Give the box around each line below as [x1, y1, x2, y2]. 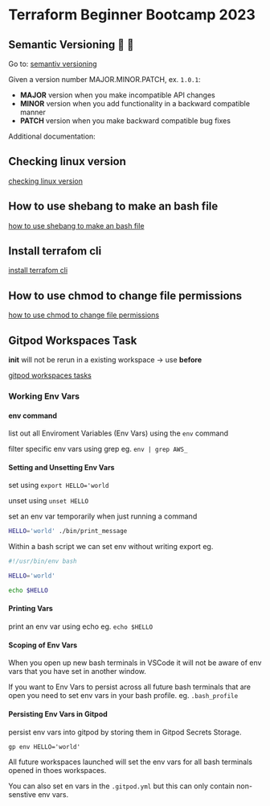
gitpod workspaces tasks [8, 370, 92, 380]
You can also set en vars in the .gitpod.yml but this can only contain [8, 781, 235, 791]
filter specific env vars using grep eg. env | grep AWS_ [8, 444, 188, 454]
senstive [8, 789, 36, 799]
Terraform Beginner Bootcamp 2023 [8, 6, 256, 24]
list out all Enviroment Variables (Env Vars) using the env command [8, 428, 229, 438]
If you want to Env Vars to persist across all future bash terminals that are [8, 682, 252, 692]
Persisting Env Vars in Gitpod [8, 709, 108, 718]
